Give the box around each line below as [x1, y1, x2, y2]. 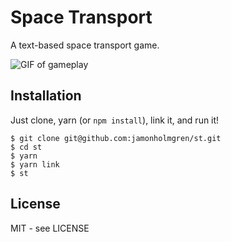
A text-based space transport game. [10, 39, 160, 51]
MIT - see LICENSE [10, 222, 90, 234]
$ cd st [10, 142, 43, 152]
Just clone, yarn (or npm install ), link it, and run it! [10, 114, 220, 126]
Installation [10, 87, 82, 105]
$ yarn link [10, 159, 60, 170]
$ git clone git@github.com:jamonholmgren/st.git [10, 133, 222, 143]
